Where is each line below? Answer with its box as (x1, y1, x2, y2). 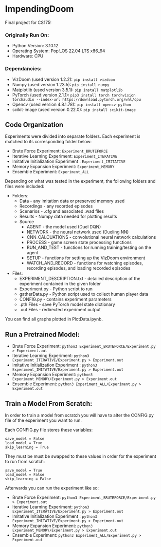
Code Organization (5, 120, 64, 129)
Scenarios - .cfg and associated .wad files (19, 208, 104, 214)
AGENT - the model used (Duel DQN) (26, 224, 101, 230)
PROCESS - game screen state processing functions (26, 240, 132, 245)
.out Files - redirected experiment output (19, 307, 101, 313)
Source (19, 219, 34, 225)
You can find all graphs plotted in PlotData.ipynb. (5, 316, 103, 322)
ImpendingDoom (5, 3, 74, 15)
